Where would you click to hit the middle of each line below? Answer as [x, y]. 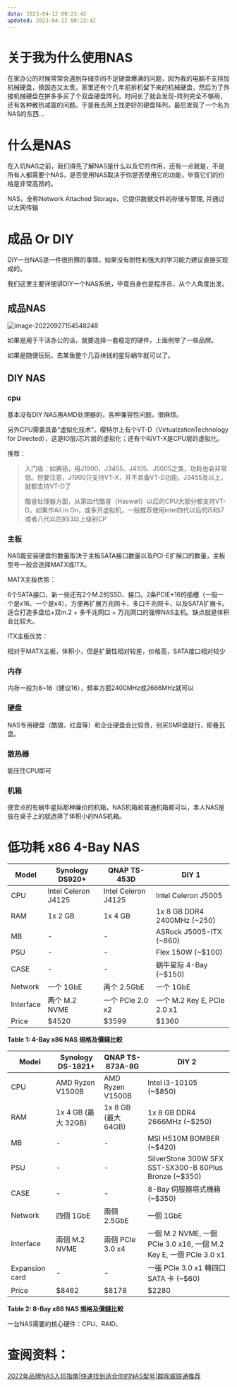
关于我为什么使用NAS [70, 58]
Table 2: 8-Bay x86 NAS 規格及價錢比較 [66, 1309]
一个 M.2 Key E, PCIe [190, 1001]
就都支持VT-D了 [48, 486]
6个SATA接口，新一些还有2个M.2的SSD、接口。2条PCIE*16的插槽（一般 [113, 594]
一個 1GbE [165, 1216]
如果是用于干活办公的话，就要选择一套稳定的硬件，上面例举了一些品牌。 [112, 340]
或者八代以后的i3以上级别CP [66, 519]
